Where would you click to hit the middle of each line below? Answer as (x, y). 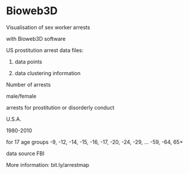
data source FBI (25, 153)
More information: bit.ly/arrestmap (48, 165)
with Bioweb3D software (36, 38)
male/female (21, 96)
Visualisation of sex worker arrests (48, 27)
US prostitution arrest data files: (45, 50)
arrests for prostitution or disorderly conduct (60, 107)
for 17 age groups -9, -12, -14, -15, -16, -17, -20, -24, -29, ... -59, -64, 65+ (94, 142)
